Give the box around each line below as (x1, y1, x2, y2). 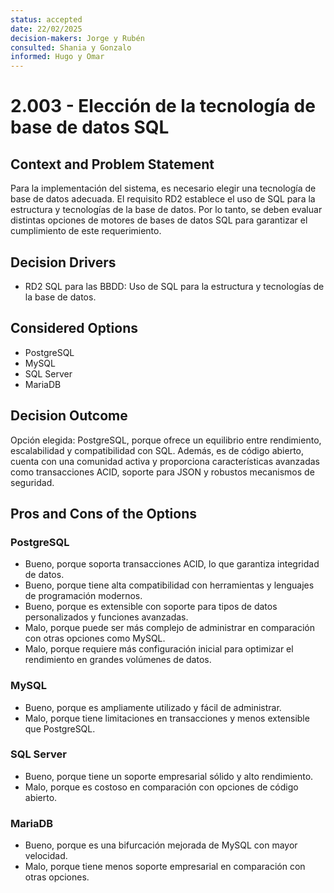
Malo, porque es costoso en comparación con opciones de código (24, 781, 299, 793)
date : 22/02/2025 (10, 24, 83, 34)
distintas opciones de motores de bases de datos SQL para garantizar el (10, 214, 308, 226)
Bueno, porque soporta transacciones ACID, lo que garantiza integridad (24, 558, 320, 570)
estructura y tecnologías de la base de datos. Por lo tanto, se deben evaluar (10, 204, 323, 216)
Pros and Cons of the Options (10, 505, 197, 522)
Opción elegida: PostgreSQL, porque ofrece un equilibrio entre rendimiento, (10, 434, 322, 446)
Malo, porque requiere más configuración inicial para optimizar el (24, 643, 294, 655)
